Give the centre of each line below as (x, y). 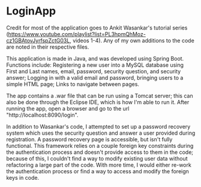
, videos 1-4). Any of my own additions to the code (132, 40)
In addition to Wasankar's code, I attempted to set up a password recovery (98, 126)
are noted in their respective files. (48, 47)
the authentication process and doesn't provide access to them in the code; (100, 152)
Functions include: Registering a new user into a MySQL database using (95, 65)
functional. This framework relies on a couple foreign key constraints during (100, 146)
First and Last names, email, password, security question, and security (94, 71)
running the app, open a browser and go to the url (68, 108)
